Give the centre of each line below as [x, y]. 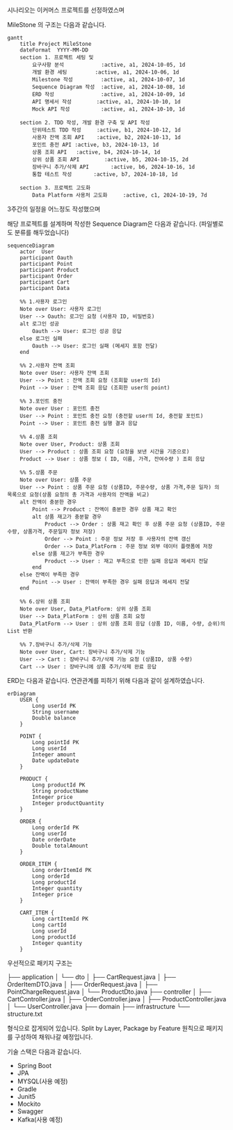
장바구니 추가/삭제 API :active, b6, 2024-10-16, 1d [114, 167]
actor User [37, 252]
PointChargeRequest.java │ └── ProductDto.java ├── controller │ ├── [110, 992]
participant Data [45, 289]
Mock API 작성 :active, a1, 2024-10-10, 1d [109, 109]
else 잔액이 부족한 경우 [50, 575]
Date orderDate [54, 840]
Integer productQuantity [68, 804]
